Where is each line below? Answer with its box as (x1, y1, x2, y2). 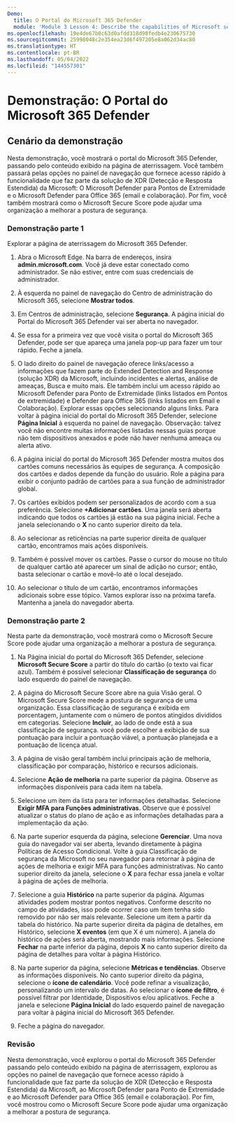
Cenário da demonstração (7, 135, 124, 147)
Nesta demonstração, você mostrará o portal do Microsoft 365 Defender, (7, 153, 218, 162)
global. (17, 484, 38, 492)
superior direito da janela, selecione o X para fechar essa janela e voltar (17, 869, 225, 878)
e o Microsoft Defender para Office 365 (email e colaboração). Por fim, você (7, 191, 227, 200)
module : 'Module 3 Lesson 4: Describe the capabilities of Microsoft (13, 23, 220, 30)
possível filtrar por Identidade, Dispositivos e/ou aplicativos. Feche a (17, 993, 215, 1002)
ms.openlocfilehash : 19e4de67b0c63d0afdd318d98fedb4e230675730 (7, 29, 196, 37)
